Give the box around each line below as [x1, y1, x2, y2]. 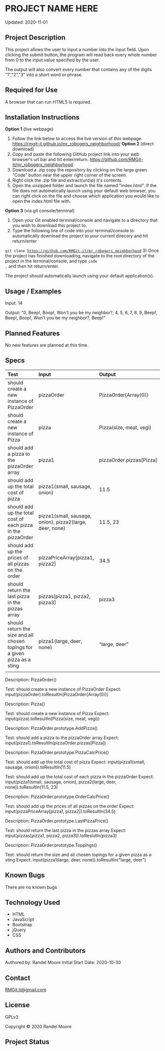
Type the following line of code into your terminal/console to [12, 228, 134, 234]
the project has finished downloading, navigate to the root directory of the [5, 253, 155, 259]
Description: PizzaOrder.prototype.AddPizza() [5, 725, 98, 731]
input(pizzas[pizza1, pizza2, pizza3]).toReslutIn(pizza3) [5, 832, 117, 838]
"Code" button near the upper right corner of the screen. [12, 172, 128, 178]
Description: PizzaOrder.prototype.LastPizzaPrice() [5, 818, 109, 824]
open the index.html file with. [12, 198, 71, 204]
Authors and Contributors [5, 946, 86, 955]
